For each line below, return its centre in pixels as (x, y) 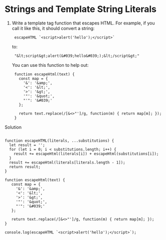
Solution (13, 127)
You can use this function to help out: (50, 65)
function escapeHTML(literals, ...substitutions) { (59, 141)
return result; (25, 167)
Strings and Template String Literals (81, 9)
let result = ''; (27, 145)
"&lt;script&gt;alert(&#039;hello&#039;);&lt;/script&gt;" (77, 56)
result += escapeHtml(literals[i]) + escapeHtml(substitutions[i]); (86, 154)
